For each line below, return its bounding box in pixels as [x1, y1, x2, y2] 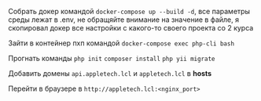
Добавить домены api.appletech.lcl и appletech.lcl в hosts [8, 69, 212, 78]
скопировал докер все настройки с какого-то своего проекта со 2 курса [8, 23, 254, 32]
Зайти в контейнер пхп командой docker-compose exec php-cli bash [8, 38, 234, 48]
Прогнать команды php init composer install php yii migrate [8, 54, 215, 63]
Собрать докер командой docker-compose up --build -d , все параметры [8, 7, 250, 16]
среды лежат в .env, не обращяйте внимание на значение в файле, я [8, 15, 240, 24]
